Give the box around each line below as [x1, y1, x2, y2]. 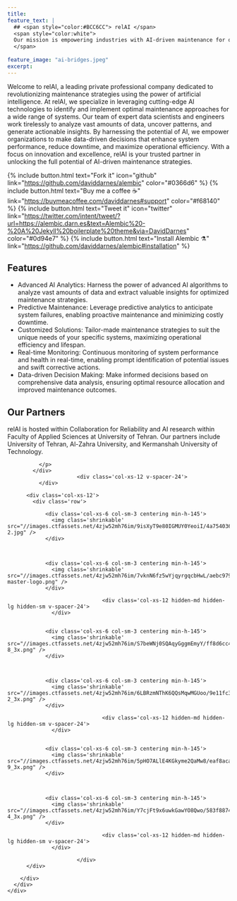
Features [7, 262, 47, 274]
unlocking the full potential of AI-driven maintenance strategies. [7, 157, 193, 166]
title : [7, 10, 27, 18]
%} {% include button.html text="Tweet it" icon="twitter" [7, 204, 173, 213]
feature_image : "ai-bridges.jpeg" [7, 56, 109, 64]
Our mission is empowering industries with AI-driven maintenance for [13, 37, 226, 44]
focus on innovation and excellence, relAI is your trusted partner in [7, 150, 201, 158]
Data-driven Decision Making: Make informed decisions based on [17, 371, 208, 379]
